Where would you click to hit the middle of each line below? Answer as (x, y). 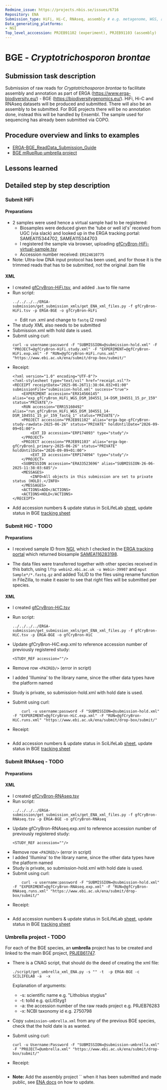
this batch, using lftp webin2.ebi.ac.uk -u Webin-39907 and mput (80, 569)
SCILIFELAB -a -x (31, 976)
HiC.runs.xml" (27, 720)
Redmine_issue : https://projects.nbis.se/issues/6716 (62, 10)
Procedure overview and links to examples (72, 135)
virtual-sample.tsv (38, 249)
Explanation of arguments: (39, 986)
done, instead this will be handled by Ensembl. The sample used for (74, 114)
